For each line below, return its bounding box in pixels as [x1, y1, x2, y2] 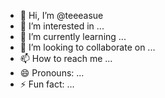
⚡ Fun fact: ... [19, 78, 75, 90]
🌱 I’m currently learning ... [19, 31, 127, 42]
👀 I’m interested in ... [19, 20, 105, 32]
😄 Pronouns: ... [19, 67, 85, 79]
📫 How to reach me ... [19, 53, 113, 64]
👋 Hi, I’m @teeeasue [19, 10, 104, 21]
